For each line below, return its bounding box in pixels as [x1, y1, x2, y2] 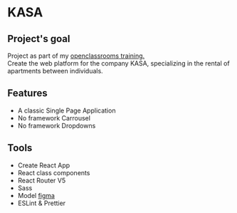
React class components [17, 168, 90, 177]
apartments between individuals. [7, 67, 103, 75]
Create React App [17, 161, 70, 170]
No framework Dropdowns [17, 121, 96, 130]
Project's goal [7, 33, 70, 45]
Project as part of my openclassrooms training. [7, 51, 145, 60]
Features [7, 87, 48, 100]
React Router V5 [17, 176, 66, 185]
